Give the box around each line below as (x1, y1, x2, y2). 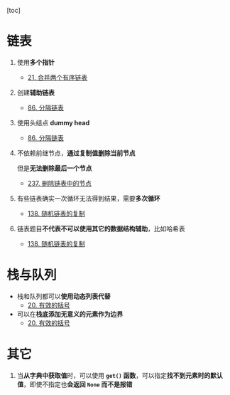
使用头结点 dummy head (16, 118, 90, 127)
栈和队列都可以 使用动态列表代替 (16, 292, 111, 300)
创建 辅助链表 (16, 88, 55, 97)
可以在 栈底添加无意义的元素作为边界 (16, 310, 124, 318)
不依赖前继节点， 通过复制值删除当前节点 (16, 149, 136, 157)
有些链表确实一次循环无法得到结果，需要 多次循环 (16, 194, 160, 202)
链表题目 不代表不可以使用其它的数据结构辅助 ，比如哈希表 (16, 224, 185, 233)
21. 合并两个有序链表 (27, 73, 88, 81)
